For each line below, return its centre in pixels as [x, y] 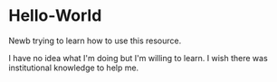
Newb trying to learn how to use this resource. [95, 41]
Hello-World [55, 16]
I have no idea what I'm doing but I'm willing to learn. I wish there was [138, 58]
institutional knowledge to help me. [74, 68]
